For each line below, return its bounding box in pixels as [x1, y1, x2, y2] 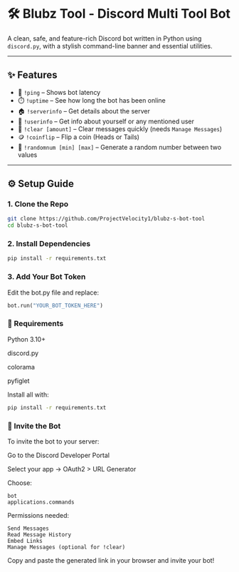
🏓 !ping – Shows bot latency [17, 88, 101, 96]
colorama [7, 362, 36, 371]
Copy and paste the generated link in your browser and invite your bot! [7, 556, 215, 564]
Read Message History [7, 531, 72, 538]
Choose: [7, 479, 32, 487]
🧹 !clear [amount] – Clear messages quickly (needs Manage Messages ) [17, 124, 223, 133]
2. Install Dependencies [7, 239, 91, 249]
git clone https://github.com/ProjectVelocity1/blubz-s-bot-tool [7, 215, 205, 223]
